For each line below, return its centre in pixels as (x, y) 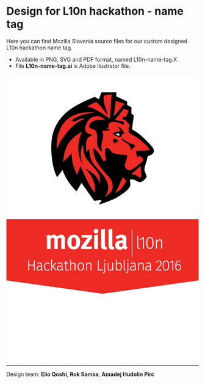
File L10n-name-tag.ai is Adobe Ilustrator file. (73, 66)
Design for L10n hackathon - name (95, 11)
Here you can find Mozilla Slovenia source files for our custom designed (97, 41)
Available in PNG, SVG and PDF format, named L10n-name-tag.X (96, 59)
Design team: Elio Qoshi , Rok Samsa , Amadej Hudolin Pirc (80, 374)
